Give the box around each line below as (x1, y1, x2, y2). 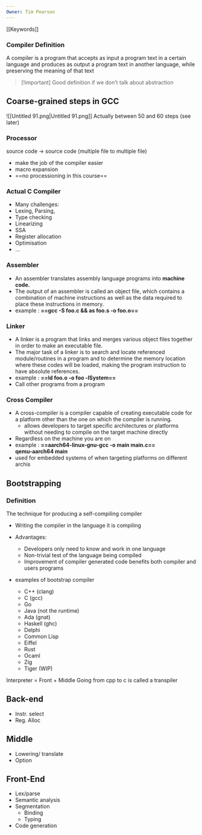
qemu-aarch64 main (14, 448, 68, 455)
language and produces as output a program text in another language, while (6, 60, 195, 68)
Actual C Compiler (6, 187, 62, 195)
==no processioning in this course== (14, 172, 107, 179)
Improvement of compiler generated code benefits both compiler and (24, 558, 197, 565)
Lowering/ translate (14, 750, 64, 757)
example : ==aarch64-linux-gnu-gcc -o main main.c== (14, 442, 156, 449)
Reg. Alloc (14, 717, 41, 724)
